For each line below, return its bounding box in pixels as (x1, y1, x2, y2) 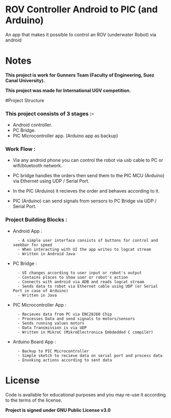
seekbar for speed (12, 242, 52, 248)
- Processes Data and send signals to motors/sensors (17, 316, 135, 321)
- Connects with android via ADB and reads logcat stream (17, 279, 144, 284)
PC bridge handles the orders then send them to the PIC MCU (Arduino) (12, 173, 165, 179)
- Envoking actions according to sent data (17, 357, 112, 363)
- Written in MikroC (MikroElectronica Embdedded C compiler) (17, 330, 154, 335)
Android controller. (12, 122, 52, 128)
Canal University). (5, 77, 45, 83)
